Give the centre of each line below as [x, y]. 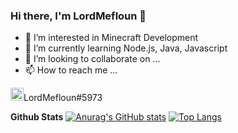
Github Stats [37, 117]
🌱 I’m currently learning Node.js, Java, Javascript [126, 48]
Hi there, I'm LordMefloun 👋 [78, 16]
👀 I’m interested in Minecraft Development [111, 38]
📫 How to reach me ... [71, 70]
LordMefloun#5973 [63, 98]
